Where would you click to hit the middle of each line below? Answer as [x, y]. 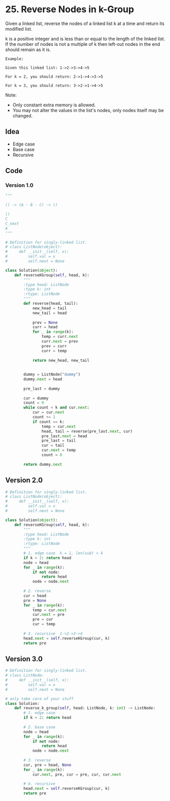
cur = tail [53, 446]
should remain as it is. [28, 49]
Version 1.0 [20, 185]
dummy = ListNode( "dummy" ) [52, 375]
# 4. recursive [40, 784]
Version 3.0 [24, 659]
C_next [12, 223]
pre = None [35, 600]
